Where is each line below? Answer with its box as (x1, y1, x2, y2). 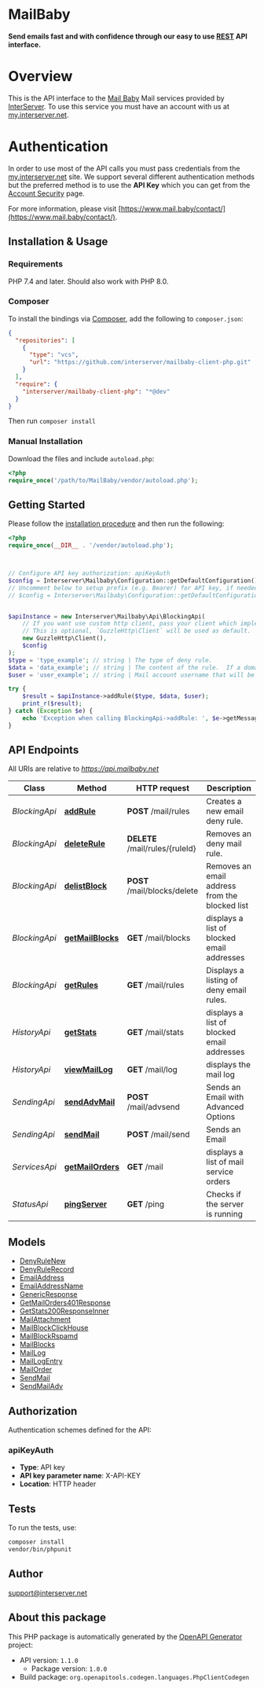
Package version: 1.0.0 (31, 1664, 108, 1673)
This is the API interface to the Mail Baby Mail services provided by (8, 93, 225, 103)
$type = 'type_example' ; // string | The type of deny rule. (8, 656, 213, 664)
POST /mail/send (126, 1129, 190, 1140)
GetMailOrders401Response (19, 1298, 112, 1308)
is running (206, 1209, 244, 1220)
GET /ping (126, 1199, 165, 1210)
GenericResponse (19, 1290, 78, 1299)
